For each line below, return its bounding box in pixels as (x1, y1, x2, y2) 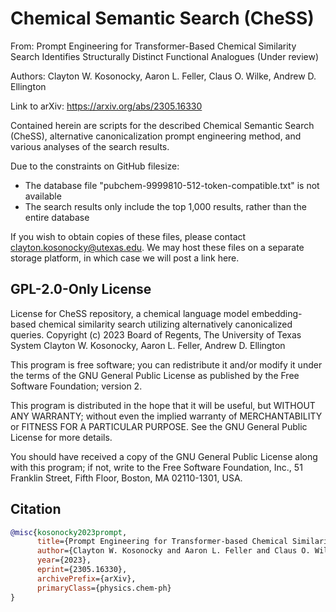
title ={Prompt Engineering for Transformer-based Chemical (36, 537, 288, 547)
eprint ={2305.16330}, (36, 565, 128, 575)
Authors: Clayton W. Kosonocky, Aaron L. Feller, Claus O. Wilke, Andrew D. (10, 70, 317, 82)
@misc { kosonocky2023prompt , (10, 527, 128, 537)
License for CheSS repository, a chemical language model (10, 307, 250, 319)
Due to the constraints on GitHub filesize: (10, 160, 180, 172)
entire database (24, 211, 90, 223)
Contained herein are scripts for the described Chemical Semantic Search (10, 119, 315, 131)
